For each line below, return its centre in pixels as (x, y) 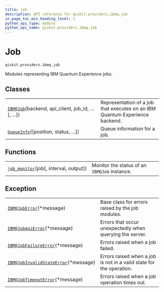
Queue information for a (128, 128)
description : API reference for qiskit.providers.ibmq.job (66, 14)
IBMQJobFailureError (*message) (45, 245)
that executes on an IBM (128, 108)
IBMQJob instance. (112, 171)
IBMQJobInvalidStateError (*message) (51, 262)
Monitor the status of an (119, 165)
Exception (21, 189)
